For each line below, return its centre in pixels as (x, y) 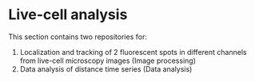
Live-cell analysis (68, 15)
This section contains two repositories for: (78, 37)
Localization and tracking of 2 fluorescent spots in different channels (133, 52)
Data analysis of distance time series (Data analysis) (106, 68)
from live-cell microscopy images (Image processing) (108, 61)
